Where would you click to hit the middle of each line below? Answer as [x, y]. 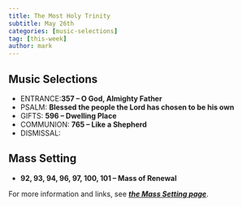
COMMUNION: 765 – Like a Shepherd [84, 124]
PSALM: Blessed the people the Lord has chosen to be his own [127, 107]
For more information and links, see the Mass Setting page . [108, 194]
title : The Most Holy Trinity [60, 16]
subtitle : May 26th [41, 24]
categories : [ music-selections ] [63, 31]
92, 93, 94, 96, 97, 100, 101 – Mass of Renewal [98, 178]
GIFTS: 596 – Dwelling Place [68, 115]
